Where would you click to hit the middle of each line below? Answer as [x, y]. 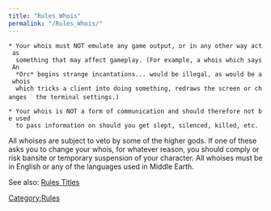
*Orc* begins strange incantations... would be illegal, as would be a [139, 74]
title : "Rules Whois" [45, 16]
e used [19, 118]
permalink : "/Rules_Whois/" [56, 24]
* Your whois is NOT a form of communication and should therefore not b [135, 111]
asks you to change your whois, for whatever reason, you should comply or [134, 149]
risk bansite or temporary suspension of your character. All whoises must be [135, 157]
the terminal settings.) [78, 97]
